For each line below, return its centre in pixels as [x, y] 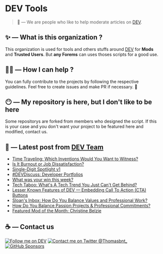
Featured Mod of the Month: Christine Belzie [57, 211]
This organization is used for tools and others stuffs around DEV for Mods [79, 49]
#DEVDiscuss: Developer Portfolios [47, 174]
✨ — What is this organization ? [54, 37]
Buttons [20, 195]
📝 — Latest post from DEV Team [54, 147]
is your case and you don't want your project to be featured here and [74, 127]
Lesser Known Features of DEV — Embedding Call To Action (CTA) [79, 190]
